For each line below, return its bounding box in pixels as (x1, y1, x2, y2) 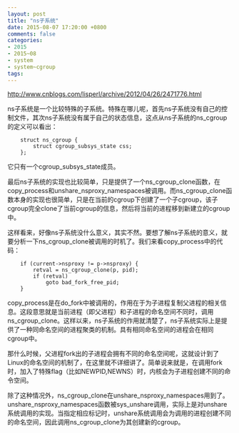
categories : (7, 37, 43, 44)
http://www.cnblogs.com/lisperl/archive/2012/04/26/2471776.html (7, 90, 202, 98)
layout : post (7, 10, 46, 18)
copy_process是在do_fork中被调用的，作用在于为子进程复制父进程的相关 (7, 298, 220, 307)
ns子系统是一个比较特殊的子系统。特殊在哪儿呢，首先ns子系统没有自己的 (7, 104, 222, 113)
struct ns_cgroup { (20, 136, 78, 143)
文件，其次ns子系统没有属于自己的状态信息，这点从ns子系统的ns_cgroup (13, 113, 228, 122)
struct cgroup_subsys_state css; (33, 142, 133, 150)
